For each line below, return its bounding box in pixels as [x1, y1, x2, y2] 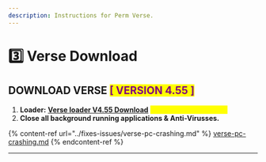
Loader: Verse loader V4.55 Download [19, 104, 149, 115]
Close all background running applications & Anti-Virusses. [19, 113, 220, 122]
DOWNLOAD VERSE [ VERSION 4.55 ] [8, 84, 196, 97]
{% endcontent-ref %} [50, 137, 124, 146]
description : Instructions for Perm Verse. [8, 11, 154, 20]
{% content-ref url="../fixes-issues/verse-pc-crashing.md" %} [8, 128, 212, 138]
